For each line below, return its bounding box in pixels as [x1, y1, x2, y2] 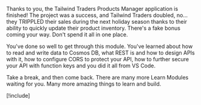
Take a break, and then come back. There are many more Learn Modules [6, 74, 189, 81]
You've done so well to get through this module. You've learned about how [6, 42, 193, 50]
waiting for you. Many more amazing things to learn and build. [6, 80, 162, 87]
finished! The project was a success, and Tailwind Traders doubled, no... [6, 12, 188, 19]
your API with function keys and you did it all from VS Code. [6, 62, 156, 69]
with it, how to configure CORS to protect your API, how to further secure [6, 56, 189, 63]
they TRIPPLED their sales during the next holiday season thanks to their [6, 18, 187, 25]
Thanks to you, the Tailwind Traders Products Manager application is [6, 5, 179, 12]
